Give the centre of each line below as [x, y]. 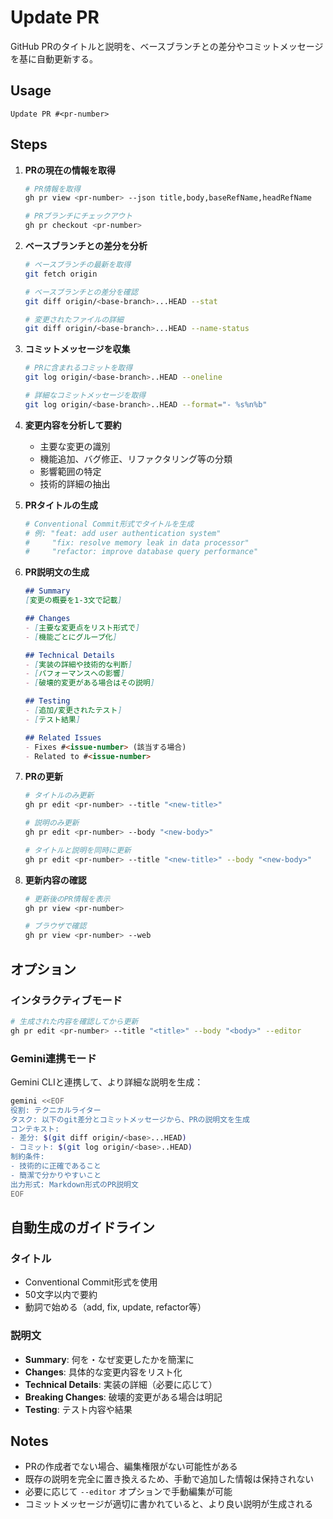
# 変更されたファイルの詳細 [74, 319]
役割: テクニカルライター [56, 1110]
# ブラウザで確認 [55, 926]
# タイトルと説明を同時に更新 [78, 850]
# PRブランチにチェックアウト [78, 216]
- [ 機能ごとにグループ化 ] [71, 637]
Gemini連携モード [53, 1058]
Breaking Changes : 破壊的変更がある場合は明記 [123, 1397]
